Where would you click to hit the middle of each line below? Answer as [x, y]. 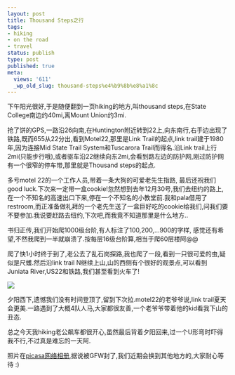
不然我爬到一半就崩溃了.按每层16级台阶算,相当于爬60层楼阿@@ [107, 239]
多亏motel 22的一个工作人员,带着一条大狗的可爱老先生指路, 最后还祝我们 [112, 180]
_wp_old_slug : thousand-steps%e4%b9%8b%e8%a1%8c [86, 86]
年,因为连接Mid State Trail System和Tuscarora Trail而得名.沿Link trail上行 [112, 147]
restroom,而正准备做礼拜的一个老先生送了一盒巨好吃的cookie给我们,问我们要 [118, 206]
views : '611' [33, 79]
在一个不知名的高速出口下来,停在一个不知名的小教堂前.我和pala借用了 [107, 198]
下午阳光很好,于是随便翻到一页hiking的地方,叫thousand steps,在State [107, 107]
